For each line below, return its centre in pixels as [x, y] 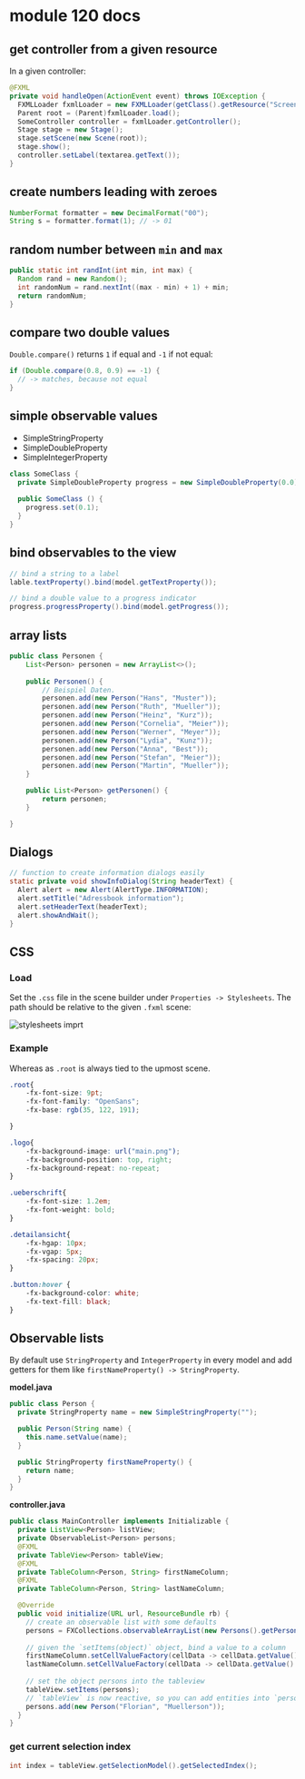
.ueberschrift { [38, 1193]
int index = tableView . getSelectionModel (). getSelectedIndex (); [133, 1765]
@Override [36, 1606]
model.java [31, 1387]
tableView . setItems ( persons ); [83, 1689]
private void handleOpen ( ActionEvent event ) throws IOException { [138, 96]
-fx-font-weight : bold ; [71, 1210]
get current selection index [70, 1746]
